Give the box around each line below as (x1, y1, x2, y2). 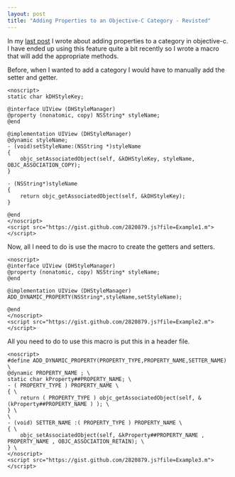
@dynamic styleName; (7, 136, 69, 144)
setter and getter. (7, 73, 58, 82)
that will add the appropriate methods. (7, 51, 119, 60)
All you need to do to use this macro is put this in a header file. (7, 337, 190, 345)
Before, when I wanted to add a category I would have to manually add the (7, 65, 225, 74)
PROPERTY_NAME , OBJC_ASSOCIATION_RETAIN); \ (7, 438, 144, 445)
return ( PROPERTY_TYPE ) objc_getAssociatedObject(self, (20, 394, 195, 402)
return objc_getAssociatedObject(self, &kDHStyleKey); (20, 193, 186, 200)
